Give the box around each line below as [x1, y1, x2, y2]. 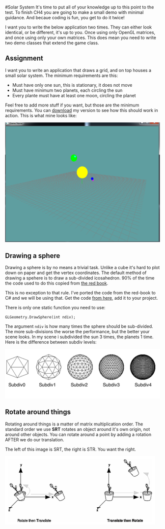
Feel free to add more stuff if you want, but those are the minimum [5, 102, 139, 108]
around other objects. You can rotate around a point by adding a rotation [5, 431, 151, 437]
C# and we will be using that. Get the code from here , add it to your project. [5, 295, 158, 301]
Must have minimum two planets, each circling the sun [12, 87, 123, 93]
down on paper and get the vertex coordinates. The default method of [5, 270, 147, 276]
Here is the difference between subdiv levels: [5, 339, 97, 345]
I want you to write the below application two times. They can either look [5, 24, 152, 30]
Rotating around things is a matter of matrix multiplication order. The [5, 421, 143, 427]
